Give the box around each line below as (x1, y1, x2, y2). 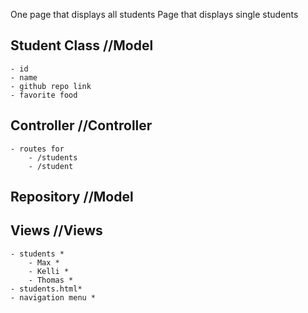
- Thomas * (28, 275, 74, 285)
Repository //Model (10, 189, 134, 206)
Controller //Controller (10, 117, 153, 134)
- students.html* (10, 284, 83, 294)
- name (10, 72, 38, 83)
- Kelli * (28, 266, 70, 276)
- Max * (28, 257, 60, 268)
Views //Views (10, 222, 103, 239)
